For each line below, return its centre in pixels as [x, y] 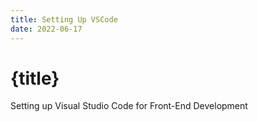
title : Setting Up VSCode [64, 19]
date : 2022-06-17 [46, 29]
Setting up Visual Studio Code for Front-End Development [129, 106]
